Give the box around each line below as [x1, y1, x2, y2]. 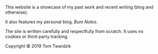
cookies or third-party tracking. [5, 34, 69, 39]
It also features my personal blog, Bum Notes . [5, 19, 98, 25]
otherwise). [5, 9, 29, 15]
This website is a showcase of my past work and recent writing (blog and [5, 4, 154, 10]
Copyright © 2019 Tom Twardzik [5, 43, 71, 49]
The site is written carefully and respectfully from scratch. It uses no [5, 28, 144, 34]
